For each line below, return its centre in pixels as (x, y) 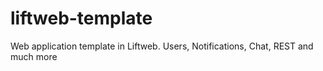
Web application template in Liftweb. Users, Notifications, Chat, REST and (162, 46)
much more (34, 56)
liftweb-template (81, 18)
